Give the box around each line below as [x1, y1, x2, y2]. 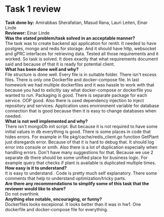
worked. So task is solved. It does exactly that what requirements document [5, 56, 158, 62]
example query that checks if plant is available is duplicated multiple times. [5, 160, 156, 166]
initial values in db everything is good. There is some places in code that [5, 129, 151, 134]
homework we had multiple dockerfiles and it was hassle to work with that [5, 82, 155, 87]
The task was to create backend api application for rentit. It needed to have [5, 40, 157, 46]
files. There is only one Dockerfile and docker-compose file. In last [5, 77, 140, 83]
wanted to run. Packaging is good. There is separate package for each [5, 92, 147, 98]
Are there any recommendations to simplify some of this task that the [5, 180, 149, 186]
